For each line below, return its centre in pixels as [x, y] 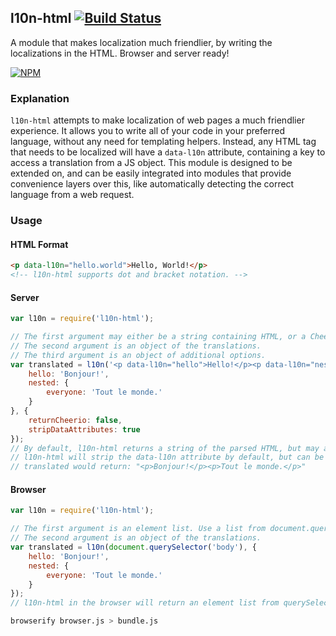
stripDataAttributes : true [84, 429]
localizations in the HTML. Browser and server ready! [120, 53]
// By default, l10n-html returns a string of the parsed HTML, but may [165, 448]
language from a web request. [72, 195]
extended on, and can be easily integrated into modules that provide [151, 173]
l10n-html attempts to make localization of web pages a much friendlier [157, 120]
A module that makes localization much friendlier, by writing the [141, 42]
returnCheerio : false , [75, 420]
